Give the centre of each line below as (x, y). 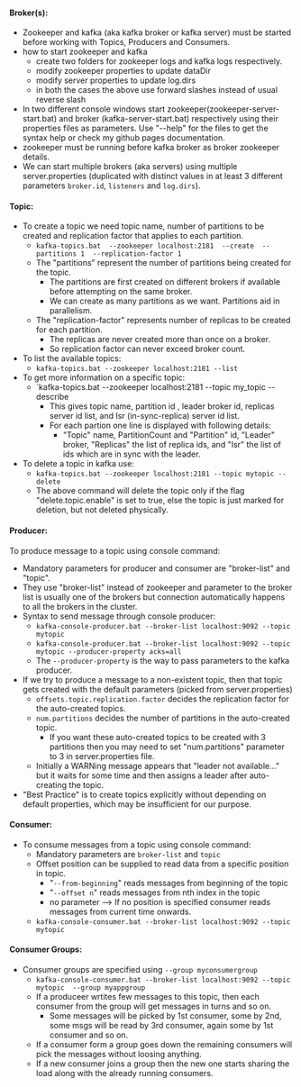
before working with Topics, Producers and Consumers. (126, 42)
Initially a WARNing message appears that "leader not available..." (158, 765)
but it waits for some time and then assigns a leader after (141, 775)
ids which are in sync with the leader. (132, 454)
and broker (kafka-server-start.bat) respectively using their (169, 119)
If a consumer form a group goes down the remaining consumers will (164, 1045)
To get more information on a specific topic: (104, 377)
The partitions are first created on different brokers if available (165, 282)
